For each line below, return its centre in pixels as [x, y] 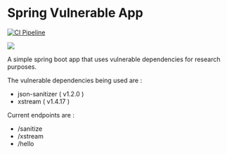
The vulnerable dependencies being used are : [75, 80]
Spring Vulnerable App [75, 13]
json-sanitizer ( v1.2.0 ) [51, 94]
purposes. [22, 66]
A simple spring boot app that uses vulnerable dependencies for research [114, 59]
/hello [26, 143]
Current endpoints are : [41, 115]
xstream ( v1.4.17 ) [44, 101]
